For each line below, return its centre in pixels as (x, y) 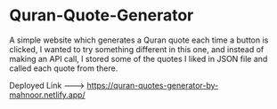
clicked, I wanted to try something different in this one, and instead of (137, 49)
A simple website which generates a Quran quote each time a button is (139, 40)
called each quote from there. (64, 68)
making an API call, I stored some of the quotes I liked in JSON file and (138, 58)
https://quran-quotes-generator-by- (153, 85)
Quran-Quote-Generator (102, 16)
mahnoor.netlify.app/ (48, 95)
